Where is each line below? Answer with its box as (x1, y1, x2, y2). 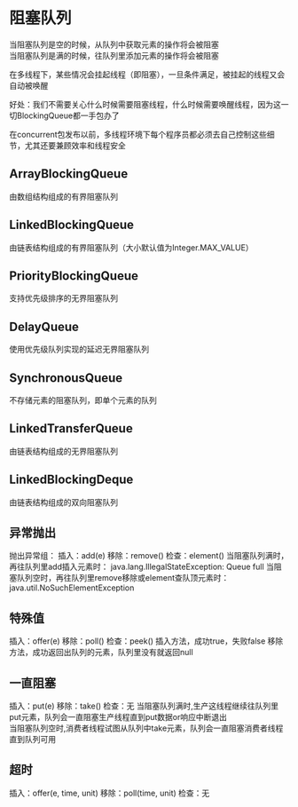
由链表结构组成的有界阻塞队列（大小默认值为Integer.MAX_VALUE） (9, 241, 255, 253)
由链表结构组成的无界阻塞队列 (9, 446, 118, 456)
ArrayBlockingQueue (9, 166, 129, 182)
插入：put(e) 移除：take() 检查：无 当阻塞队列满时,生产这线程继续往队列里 (9, 700, 279, 711)
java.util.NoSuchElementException (9, 582, 135, 593)
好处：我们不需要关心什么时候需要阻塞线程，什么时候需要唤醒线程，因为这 (9, 99, 281, 109)
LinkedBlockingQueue (9, 218, 135, 233)
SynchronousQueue (9, 370, 123, 385)
